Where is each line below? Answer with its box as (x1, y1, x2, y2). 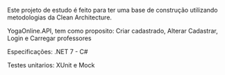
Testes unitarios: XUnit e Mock (7, 61, 95, 69)
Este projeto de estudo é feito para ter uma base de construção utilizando (7, 6, 218, 14)
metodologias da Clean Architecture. (7, 13, 112, 22)
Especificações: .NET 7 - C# (7, 48, 88, 56)
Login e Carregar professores (7, 34, 92, 42)
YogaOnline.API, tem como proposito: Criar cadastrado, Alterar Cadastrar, (7, 27, 218, 35)
